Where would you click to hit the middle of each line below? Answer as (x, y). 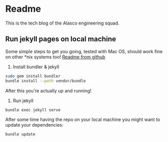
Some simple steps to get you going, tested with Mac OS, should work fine (84, 51)
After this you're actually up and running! (48, 90)
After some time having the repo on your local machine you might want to (83, 120)
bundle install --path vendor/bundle (46, 81)
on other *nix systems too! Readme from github (55, 57)
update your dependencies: (35, 125)
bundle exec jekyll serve (33, 110)
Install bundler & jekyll (36, 66)
